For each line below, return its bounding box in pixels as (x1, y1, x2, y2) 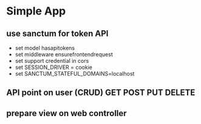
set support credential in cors (15, 57, 89, 64)
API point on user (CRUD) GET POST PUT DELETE (6, 88, 196, 98)
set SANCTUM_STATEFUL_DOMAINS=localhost (15, 70, 135, 77)
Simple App (6, 4, 66, 18)
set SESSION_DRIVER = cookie (15, 64, 93, 71)
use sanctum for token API (6, 28, 109, 39)
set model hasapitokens (15, 44, 75, 51)
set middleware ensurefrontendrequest (15, 51, 114, 58)
